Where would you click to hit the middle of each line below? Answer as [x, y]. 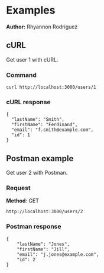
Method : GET [23, 201]
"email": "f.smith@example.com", [53, 130]
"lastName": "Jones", [43, 244]
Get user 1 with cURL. [32, 59]
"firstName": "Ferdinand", [45, 125]
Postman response [34, 227]
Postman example [40, 158]
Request [18, 188]
